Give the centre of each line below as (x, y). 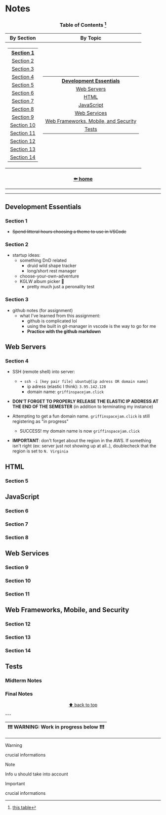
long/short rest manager (52, 271)
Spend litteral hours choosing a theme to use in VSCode (69, 231)
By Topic (91, 38)
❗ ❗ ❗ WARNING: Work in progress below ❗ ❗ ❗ (56, 726)
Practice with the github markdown (64, 331)
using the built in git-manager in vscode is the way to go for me (92, 326)
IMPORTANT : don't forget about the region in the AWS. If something (82, 441)
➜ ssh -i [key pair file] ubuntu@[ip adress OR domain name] (84, 382)
